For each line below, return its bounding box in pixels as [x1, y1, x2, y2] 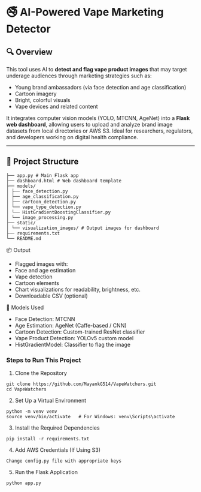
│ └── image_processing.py [6, 214, 74, 220]
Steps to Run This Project [6, 356, 81, 364]
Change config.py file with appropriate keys [6, 458, 121, 464]
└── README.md [6, 235, 42, 241]
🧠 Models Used [6, 304, 44, 311]
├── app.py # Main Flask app [6, 172, 79, 178]
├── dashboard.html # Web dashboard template [6, 178, 121, 184]
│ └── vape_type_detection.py [6, 204, 82, 210]
